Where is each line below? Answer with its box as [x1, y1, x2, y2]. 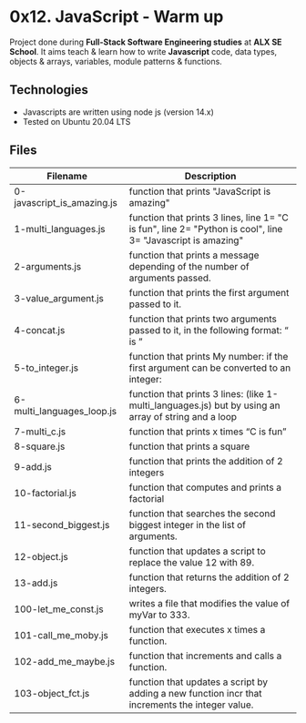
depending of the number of [128, 260, 250, 272]
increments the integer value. [128, 698, 254, 711]
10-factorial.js [14, 486, 77, 499]
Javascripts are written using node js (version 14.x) [22, 107, 214, 117]
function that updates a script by [128, 676, 269, 688]
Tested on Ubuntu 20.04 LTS [22, 116, 131, 127]
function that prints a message [128, 249, 260, 261]
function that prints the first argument [128, 286, 290, 299]
